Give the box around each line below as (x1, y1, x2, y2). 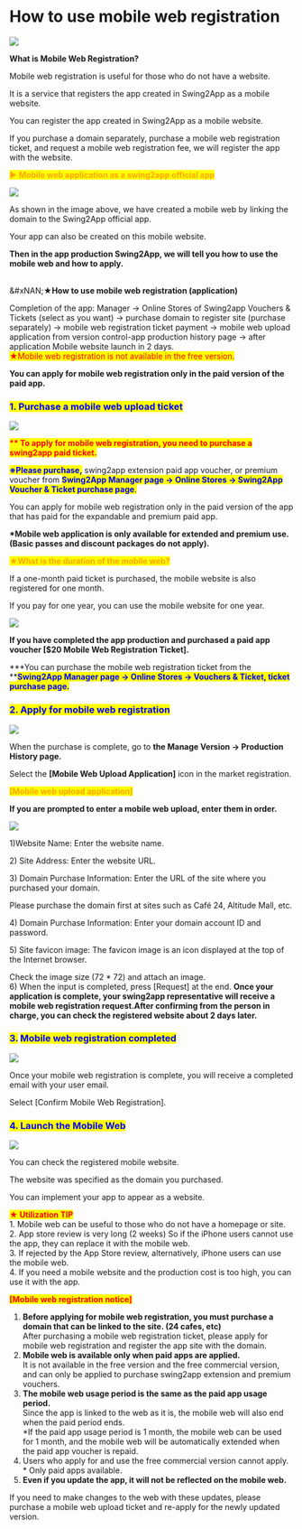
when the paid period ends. (22, 1417, 125, 1428)
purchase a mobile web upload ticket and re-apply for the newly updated (9, 1502, 280, 1513)
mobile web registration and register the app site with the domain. (22, 1340, 268, 1351)
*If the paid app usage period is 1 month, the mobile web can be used (22, 1427, 282, 1438)
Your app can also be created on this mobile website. (9, 230, 207, 241)
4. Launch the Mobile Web (9, 1119, 126, 1132)
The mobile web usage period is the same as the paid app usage (22, 1388, 268, 1399)
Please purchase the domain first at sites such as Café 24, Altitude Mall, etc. (9, 900, 293, 910)
